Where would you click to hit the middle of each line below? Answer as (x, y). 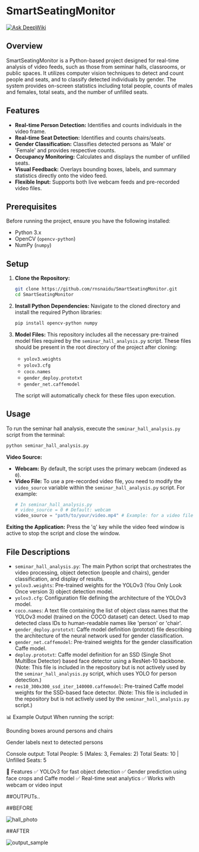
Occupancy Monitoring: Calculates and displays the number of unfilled (102, 156)
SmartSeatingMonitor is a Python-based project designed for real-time (93, 60)
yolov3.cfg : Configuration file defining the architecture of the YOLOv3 (100, 598)
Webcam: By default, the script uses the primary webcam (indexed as (101, 468)
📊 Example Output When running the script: (60, 717)
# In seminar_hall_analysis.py (53, 504)
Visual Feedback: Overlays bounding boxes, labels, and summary (95, 169)
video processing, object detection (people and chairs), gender (92, 572)
